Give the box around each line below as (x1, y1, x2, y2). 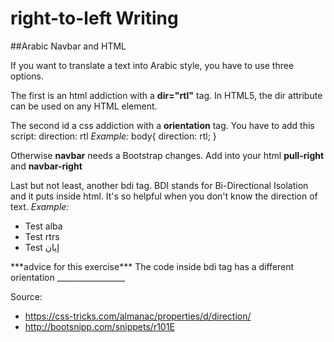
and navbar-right (10, 160, 83, 172)
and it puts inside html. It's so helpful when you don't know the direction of (10, 190, 318, 202)
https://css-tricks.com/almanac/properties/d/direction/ (24, 310, 252, 322)
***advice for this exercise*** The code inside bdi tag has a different (10, 260, 295, 272)
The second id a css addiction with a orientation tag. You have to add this (10, 119, 315, 131)
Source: (10, 290, 43, 302)
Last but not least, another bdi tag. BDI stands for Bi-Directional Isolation (10, 179, 309, 191)
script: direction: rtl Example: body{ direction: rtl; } (10, 130, 217, 142)
